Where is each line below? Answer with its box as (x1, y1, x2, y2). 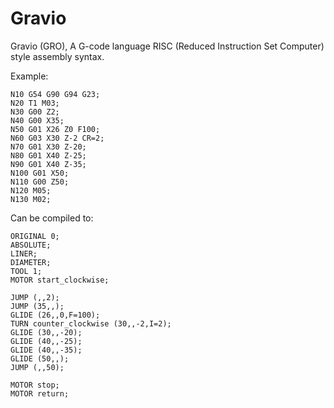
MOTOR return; (10, 388, 70, 399)
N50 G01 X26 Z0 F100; (10, 124, 101, 134)
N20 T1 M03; (10, 98, 60, 108)
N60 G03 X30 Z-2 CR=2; (10, 133, 105, 143)
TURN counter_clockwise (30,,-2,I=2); (10, 318, 172, 329)
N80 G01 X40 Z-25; (10, 150, 87, 161)
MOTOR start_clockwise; (10, 275, 110, 285)
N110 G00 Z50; (10, 177, 70, 187)
